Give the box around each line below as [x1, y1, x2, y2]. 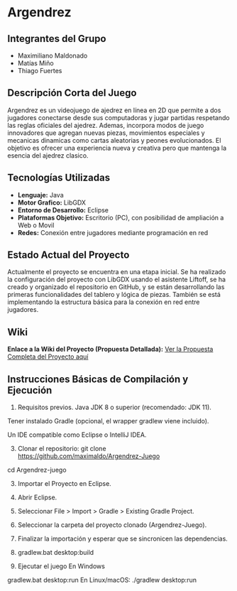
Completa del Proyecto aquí [7, 352, 89, 361]
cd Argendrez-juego [7, 466, 67, 475]
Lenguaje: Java [17, 190, 64, 199]
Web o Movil [17, 221, 55, 229]
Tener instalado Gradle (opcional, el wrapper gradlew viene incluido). [7, 417, 209, 425]
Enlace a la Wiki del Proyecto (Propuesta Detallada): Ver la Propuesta [7, 345, 214, 354]
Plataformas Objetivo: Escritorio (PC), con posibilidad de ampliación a [17, 213, 224, 222]
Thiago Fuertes [17, 67, 62, 75]
